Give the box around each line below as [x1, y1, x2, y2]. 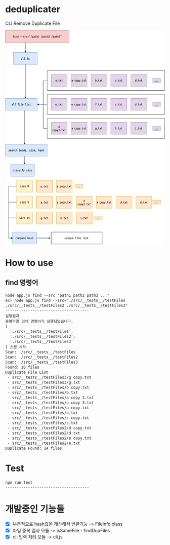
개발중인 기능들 [5, 503, 65, 515]
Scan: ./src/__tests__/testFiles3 [5, 360, 78, 365]
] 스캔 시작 [5, 344, 26, 349]
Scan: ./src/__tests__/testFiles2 [5, 355, 78, 360]
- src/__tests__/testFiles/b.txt [7, 390, 78, 395]
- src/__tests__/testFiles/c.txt [7, 420, 78, 425]
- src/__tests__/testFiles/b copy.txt [7, 385, 90, 390]
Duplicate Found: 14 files [5, 446, 62, 451]
